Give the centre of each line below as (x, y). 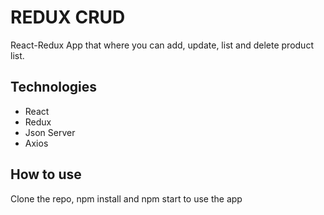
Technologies (54, 87)
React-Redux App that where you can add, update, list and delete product (162, 45)
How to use (46, 174)
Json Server (50, 132)
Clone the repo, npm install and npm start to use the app (126, 198)
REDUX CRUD (68, 17)
